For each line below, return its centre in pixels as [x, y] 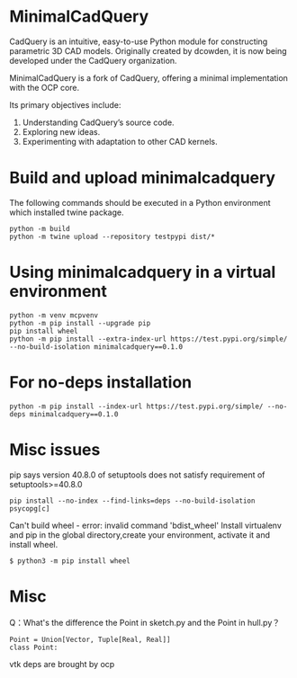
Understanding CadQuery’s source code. [98, 122]
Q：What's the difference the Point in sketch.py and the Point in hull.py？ [145, 622]
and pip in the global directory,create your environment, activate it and [140, 535]
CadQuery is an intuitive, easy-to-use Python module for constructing [139, 41]
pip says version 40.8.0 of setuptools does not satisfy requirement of [137, 475]
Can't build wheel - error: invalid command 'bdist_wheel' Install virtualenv [145, 525]
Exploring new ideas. [61, 131]
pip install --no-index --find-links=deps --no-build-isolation [132, 501]
